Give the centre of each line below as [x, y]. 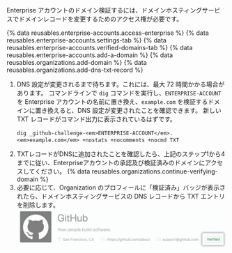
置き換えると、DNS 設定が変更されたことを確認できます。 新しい [128, 110]
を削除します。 [38, 205]
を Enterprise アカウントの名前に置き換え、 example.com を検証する [112, 102]
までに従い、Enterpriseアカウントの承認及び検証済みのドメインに [111, 163]
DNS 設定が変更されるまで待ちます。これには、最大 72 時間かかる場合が [121, 84]
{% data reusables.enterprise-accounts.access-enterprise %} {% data [108, 33]
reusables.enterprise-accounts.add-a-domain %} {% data [90, 55]
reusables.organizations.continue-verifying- [155, 171]
